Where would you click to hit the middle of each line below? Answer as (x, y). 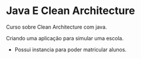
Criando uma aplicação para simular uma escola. (65, 38)
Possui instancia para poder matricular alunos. (70, 49)
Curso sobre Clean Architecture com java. (56, 27)
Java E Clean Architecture (71, 11)
